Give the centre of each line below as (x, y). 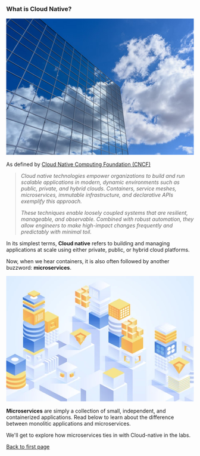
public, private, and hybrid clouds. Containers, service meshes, (99, 189)
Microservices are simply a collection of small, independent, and (86, 411)
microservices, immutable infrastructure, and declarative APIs (97, 195)
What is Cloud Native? (39, 9)
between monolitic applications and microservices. (68, 424)
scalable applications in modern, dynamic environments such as (100, 182)
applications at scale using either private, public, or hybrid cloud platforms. (98, 250)
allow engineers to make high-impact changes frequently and (97, 226)
